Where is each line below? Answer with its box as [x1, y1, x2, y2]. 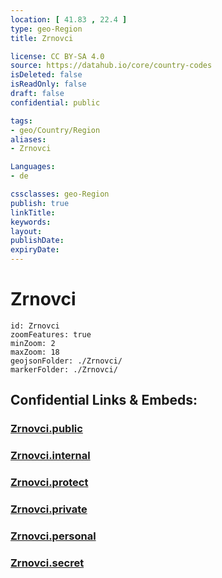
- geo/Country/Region [10, 125, 101, 135]
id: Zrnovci [10, 321, 60, 331]
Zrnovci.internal [10, 449, 91, 463]
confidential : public [10, 97, 101, 108]
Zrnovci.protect [10, 476, 89, 490]
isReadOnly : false [10, 79, 87, 90]
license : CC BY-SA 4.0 [10, 51, 105, 61]
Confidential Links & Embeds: [10, 392, 198, 409]
